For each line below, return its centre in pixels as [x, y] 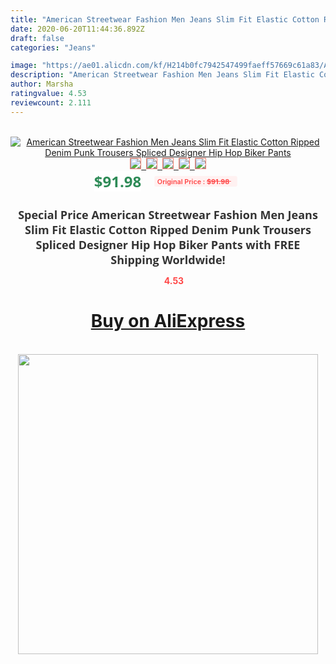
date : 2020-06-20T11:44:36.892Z [77, 29]
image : [24, 66]
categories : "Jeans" [53, 47]
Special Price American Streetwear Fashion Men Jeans [168, 214]
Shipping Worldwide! [168, 259]
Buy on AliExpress [168, 321]
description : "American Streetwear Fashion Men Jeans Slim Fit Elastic [162, 75]
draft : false [37, 38]
